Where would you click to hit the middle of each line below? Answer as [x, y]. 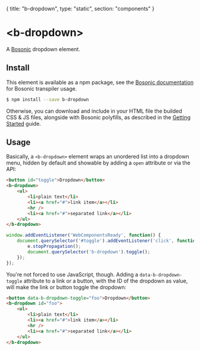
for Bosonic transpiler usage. [42, 88]
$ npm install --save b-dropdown [48, 100]
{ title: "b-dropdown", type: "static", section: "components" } [80, 9]
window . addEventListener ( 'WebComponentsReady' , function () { [84, 235]
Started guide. [24, 123]
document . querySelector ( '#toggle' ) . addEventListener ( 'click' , [96, 241]
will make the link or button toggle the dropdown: [66, 287]
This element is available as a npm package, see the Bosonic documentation [100, 82]
